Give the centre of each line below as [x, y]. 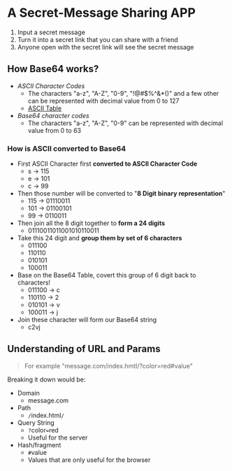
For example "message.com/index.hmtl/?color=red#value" [109, 365]
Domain [29, 393]
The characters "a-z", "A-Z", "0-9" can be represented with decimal [125, 123]
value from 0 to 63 [55, 130]
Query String [36, 422]
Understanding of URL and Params [84, 349]
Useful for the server [58, 437]
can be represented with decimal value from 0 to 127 [103, 101]
